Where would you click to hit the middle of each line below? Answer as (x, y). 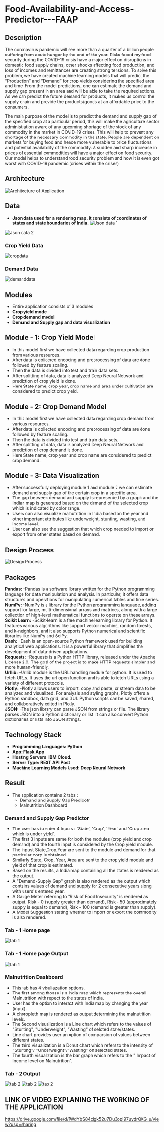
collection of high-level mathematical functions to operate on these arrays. (80, 615)
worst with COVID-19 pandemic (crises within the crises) (62, 163)
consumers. (17, 107)
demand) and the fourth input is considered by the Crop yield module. (82, 844)
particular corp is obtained (39, 855)
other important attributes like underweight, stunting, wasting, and (79, 519)
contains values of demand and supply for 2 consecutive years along (82, 886)
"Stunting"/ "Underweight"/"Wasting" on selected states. (70, 1050)
